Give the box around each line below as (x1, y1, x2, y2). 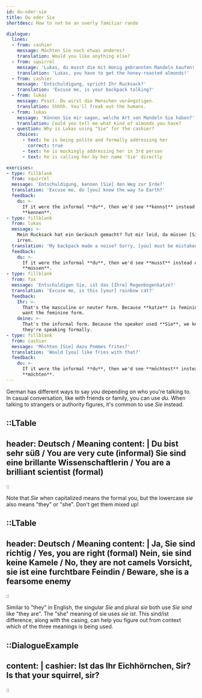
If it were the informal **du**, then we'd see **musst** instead (22, 260, 192, 266)
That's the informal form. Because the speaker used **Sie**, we (22, 321, 189, 328)
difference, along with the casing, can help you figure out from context (6, 617, 182, 624)
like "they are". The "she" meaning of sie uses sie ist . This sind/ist (6, 610, 170, 617)
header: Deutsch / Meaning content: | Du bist (6, 438, 179, 448)
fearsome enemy (6, 576, 72, 586)
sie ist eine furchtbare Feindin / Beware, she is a (6, 566, 189, 577)
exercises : (6, 165, 34, 171)
